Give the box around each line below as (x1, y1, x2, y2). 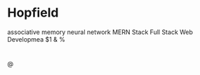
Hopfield (7, 5, 59, 21)
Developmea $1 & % (7, 35, 65, 43)
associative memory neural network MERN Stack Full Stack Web (7, 28, 193, 36)
